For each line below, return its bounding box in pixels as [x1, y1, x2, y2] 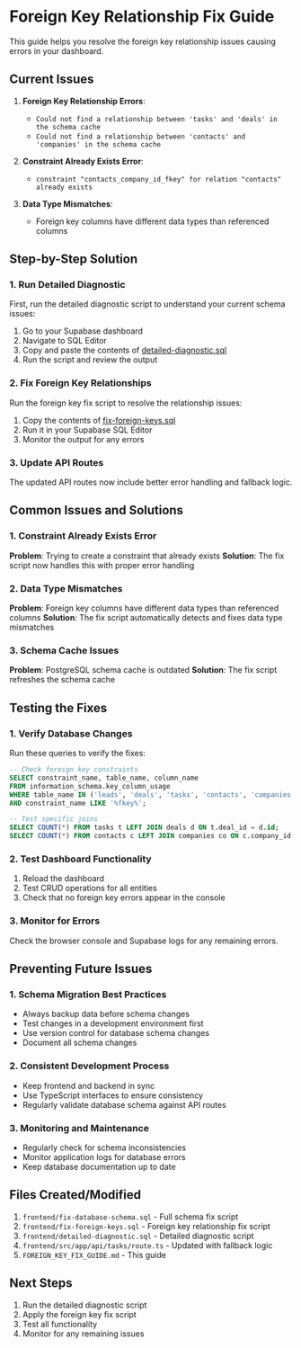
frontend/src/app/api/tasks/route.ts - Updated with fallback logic [22, 1239, 273, 1251]
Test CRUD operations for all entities [22, 883, 157, 894]
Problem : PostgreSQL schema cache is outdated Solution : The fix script [9, 665, 278, 675]
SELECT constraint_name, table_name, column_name [9, 773, 199, 782]
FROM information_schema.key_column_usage [9, 781, 171, 790]
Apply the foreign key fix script [22, 1308, 137, 1319]
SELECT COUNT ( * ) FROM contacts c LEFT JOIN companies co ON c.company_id [9, 832, 292, 841]
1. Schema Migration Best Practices [9, 987, 167, 1000]
